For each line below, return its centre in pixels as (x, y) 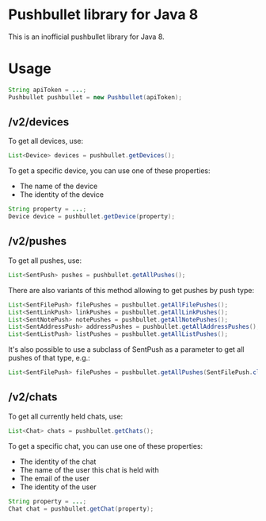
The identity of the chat (58, 461)
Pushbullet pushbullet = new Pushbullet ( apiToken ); (95, 97)
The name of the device (59, 186)
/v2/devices (39, 122)
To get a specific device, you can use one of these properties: (109, 171)
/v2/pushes (38, 241)
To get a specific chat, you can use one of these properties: (106, 446)
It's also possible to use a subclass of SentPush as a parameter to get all (126, 349)
